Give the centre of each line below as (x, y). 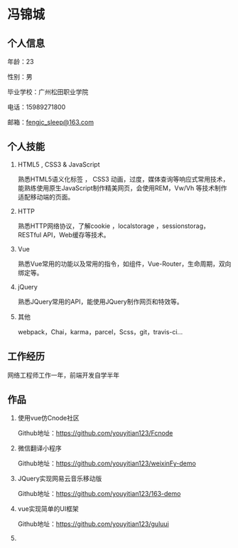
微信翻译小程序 (39, 448)
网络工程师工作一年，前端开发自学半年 (63, 375)
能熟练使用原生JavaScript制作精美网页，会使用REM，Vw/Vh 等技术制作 (122, 188)
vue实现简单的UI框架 (48, 509)
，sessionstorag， (183, 226)
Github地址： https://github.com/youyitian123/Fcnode (95, 433)
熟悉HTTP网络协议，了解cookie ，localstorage (86, 226)
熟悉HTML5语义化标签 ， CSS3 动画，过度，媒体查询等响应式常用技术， (123, 179)
